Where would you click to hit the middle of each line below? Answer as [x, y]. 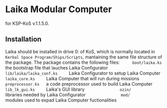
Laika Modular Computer [59, 9]
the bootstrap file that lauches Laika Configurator [57, 67]
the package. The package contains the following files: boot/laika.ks [84, 62]
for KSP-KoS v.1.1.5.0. [27, 23]
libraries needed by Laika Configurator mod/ [68, 94]
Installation [23, 39]
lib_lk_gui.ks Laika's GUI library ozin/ [68, 89]
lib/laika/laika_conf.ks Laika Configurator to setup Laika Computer [83, 73]
